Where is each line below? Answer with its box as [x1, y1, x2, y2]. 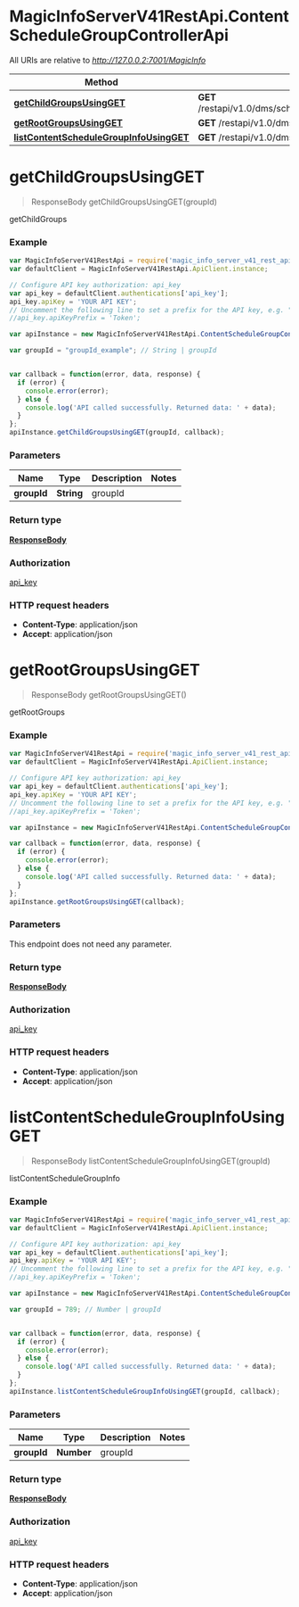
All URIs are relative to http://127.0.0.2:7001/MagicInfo [9, 54, 206, 65]
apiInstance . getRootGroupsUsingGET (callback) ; [9, 897, 185, 907]
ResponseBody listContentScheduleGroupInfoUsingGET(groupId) [30, 1156, 271, 1166]
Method [84, 76, 118, 88]
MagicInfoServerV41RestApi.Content [9, 6, 289, 27]
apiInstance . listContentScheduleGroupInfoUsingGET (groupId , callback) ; [9, 1387, 280, 1396]
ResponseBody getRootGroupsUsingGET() [30, 690, 187, 700]
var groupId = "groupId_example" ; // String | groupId [9, 346, 217, 355]
